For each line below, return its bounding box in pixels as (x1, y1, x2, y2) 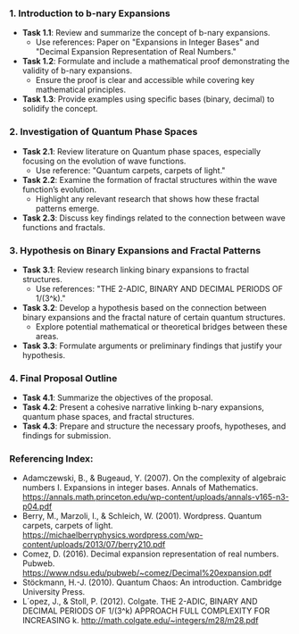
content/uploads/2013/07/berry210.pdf (21, 539, 166, 550)
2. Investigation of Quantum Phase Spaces (9, 126, 198, 138)
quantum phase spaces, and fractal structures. (21, 412, 195, 422)
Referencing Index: (9, 453, 94, 465)
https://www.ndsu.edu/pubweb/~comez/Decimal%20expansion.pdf (21, 568, 272, 579)
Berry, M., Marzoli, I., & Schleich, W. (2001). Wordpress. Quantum (21, 511, 262, 521)
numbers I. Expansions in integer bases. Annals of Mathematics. (21, 482, 259, 493)
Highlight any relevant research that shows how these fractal (35, 193, 260, 204)
